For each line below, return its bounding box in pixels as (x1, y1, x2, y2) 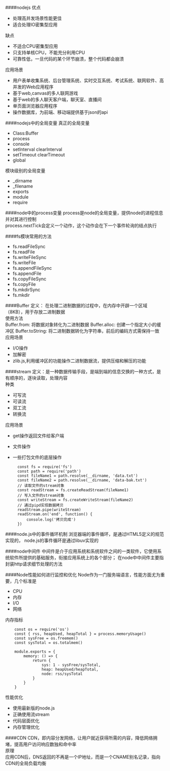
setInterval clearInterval (12, 146, 62, 152)
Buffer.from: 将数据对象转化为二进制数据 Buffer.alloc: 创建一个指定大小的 (5, 322, 157, 328)
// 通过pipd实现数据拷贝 (17, 503, 64, 508)
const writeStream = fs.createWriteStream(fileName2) (17, 497, 133, 502)
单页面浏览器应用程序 (12, 103, 57, 109)
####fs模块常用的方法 (5, 233, 52, 239)
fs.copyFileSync (12, 276, 47, 282)
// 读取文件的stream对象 (17, 483, 64, 488)
